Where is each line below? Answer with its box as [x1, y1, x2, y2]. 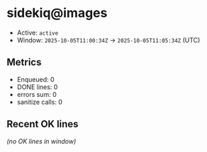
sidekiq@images [6, 5, 108, 21]
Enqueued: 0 [16, 75, 55, 83]
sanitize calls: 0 [16, 98, 63, 106]
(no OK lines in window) [6, 136, 77, 146]
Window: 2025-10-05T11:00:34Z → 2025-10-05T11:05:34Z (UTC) [16, 35, 201, 44]
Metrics [6, 57, 42, 69]
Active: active [16, 28, 59, 37]
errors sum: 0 [16, 90, 57, 98]
